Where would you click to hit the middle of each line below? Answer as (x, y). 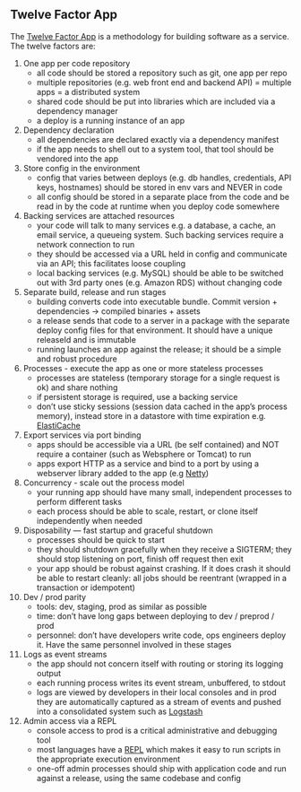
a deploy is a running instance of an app (111, 120)
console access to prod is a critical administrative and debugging (157, 730)
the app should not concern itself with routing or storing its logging (160, 664)
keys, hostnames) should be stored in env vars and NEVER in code (159, 187)
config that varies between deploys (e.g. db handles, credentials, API (164, 178)
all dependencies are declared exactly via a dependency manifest (158, 139)
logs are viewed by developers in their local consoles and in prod (156, 692)
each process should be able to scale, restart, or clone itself (147, 511)
